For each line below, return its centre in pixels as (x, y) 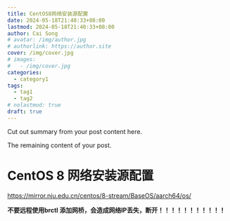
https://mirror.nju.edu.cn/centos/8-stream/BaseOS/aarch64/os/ (100, 195)
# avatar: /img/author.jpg (47, 40)
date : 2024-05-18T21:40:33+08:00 (56, 20)
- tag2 (23, 99)
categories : (25, 72)
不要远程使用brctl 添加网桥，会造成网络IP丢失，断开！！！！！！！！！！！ (116, 210)
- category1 (31, 79)
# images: (22, 60)
